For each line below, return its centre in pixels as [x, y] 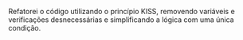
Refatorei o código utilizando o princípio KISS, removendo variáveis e [121, 11]
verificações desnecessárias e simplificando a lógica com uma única [121, 20]
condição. [25, 28]
